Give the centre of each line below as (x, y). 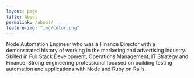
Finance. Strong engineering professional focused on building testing (89, 63)
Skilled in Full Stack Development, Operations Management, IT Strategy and (97, 56)
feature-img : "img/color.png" (43, 28)
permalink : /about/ (30, 22)
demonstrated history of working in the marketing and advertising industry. (96, 51)
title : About (22, 17)
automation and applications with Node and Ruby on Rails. (76, 69)
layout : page (22, 11)
